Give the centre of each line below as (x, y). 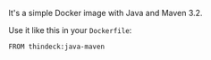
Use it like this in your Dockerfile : (70, 30)
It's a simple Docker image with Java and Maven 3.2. (105, 13)
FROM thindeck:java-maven (56, 47)
